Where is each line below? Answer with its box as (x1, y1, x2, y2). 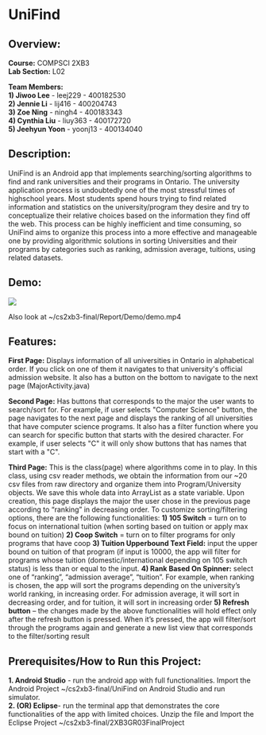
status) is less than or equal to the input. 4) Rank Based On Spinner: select (8, 564, 254, 574)
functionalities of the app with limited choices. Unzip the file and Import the (8, 710, 254, 719)
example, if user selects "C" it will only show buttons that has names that (8, 439, 247, 448)
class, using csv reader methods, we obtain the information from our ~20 (8, 471, 248, 481)
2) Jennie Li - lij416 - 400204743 (8, 99, 118, 108)
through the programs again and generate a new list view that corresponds (8, 623, 253, 632)
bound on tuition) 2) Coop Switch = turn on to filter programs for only (8, 530, 236, 540)
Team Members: (8, 82, 64, 91)
